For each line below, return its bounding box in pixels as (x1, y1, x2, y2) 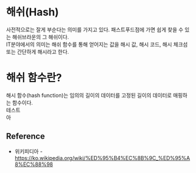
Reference (6, 131, 45, 142)
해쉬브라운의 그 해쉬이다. (12, 33, 69, 40)
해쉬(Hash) (6, 5, 59, 19)
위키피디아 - (14, 148, 43, 155)
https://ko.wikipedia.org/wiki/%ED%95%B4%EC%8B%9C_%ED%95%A (14, 154, 190, 161)
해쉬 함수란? (6, 71, 62, 84)
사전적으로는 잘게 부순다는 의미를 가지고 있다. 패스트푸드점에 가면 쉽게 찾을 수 (6, 26, 184, 33)
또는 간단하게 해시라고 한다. (6, 48, 69, 55)
